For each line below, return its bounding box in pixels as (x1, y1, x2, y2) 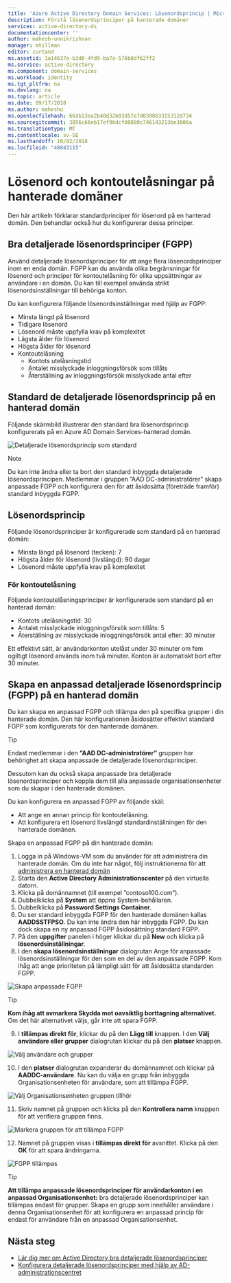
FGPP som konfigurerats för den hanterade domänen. (8, 722, 160, 731)
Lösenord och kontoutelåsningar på (8, 174, 215, 190)
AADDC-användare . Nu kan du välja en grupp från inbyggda (17, 1071, 190, 1079)
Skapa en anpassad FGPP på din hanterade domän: (8, 839, 154, 847)
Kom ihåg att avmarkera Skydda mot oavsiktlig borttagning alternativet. (8, 1009, 217, 1017)
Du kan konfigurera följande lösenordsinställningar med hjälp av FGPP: (8, 299, 207, 308)
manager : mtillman (8, 42, 60, 49)
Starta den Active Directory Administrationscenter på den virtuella (17, 874, 210, 883)
